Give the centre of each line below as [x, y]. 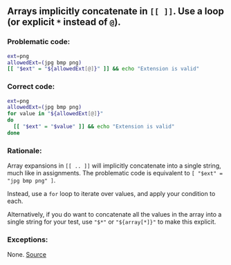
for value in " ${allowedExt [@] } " [55, 114]
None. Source [27, 255]
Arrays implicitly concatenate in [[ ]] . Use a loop [116, 11]
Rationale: [25, 150]
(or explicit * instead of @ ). [64, 22]
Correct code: [31, 87]
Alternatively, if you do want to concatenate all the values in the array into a [114, 215]
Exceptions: [28, 239]
